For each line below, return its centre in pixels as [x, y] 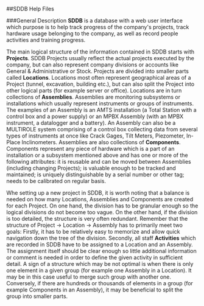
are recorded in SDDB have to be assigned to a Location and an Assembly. [100, 245]
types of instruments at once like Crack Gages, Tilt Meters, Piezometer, [96, 136]
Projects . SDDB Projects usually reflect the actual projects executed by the [100, 58]
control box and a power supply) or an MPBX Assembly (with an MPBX [95, 116]
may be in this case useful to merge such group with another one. [89, 277]
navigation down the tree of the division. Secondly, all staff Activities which [101, 238]
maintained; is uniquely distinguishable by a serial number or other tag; [95, 175]
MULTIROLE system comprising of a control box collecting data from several [102, 129]
